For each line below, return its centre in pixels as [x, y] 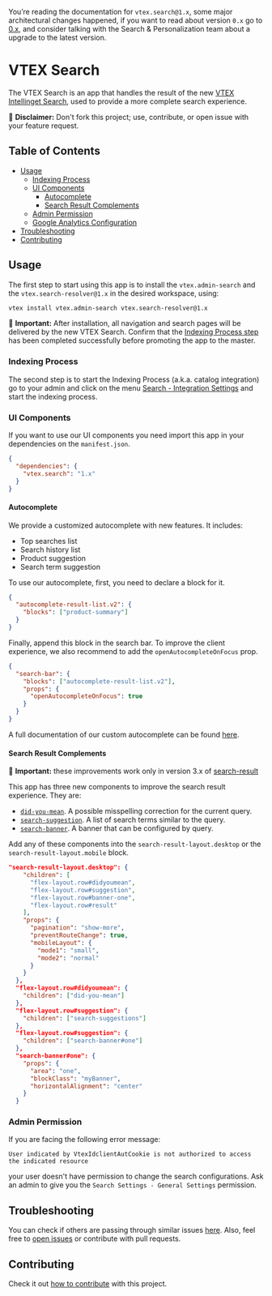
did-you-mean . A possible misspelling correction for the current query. [136, 811]
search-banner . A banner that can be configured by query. [117, 828]
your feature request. [44, 126]
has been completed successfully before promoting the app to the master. [132, 340]
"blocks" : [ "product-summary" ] [76, 612]
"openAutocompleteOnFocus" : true [86, 696]
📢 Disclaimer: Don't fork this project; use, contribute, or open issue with [129, 117]
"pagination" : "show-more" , [77, 928]
